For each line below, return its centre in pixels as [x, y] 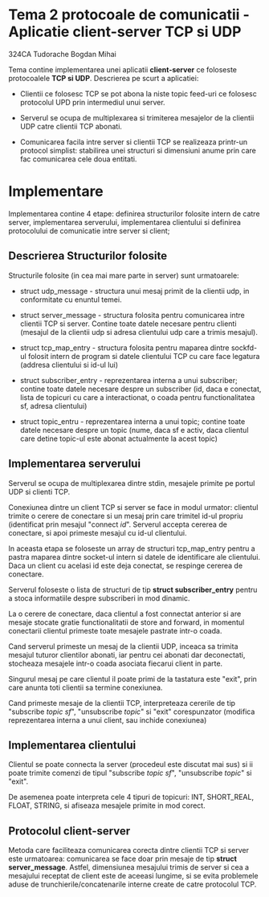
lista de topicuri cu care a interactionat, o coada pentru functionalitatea [137, 397]
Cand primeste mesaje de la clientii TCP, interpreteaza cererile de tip [122, 703]
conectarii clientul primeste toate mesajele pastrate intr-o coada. [115, 630]
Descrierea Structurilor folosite [88, 256]
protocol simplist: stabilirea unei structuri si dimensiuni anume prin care [138, 150]
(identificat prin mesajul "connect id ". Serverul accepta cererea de [118, 524]
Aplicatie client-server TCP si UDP [125, 32]
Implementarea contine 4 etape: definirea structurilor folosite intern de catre [134, 214]
